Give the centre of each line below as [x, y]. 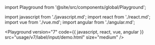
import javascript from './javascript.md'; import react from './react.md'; [78, 17]
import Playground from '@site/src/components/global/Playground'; [75, 7]
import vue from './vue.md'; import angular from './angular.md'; [70, 22]
